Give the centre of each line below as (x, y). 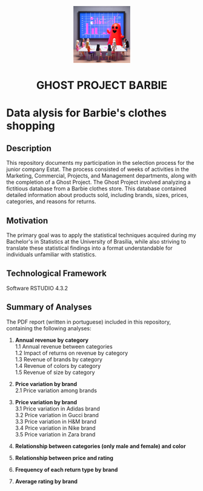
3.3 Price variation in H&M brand (56, 421)
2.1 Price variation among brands (56, 390)
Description (29, 148)
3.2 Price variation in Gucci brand (57, 415)
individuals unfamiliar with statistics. (52, 254)
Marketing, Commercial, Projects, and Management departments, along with (101, 176)
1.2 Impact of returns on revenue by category (72, 353)
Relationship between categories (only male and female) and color (100, 446)
